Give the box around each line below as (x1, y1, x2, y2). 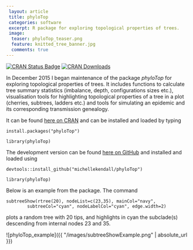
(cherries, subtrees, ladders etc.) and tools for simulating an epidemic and (6, 99, 185, 106)
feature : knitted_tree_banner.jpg (11, 42, 96, 48)
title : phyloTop (8, 14, 49, 20)
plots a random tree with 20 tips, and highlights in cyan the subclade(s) (6, 214, 178, 221)
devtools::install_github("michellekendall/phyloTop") (6, 166, 143, 172)
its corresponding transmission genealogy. (6, 105, 110, 112)
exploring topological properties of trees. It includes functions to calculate (6, 80, 185, 87)
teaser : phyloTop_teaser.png (11, 36, 83, 42)
